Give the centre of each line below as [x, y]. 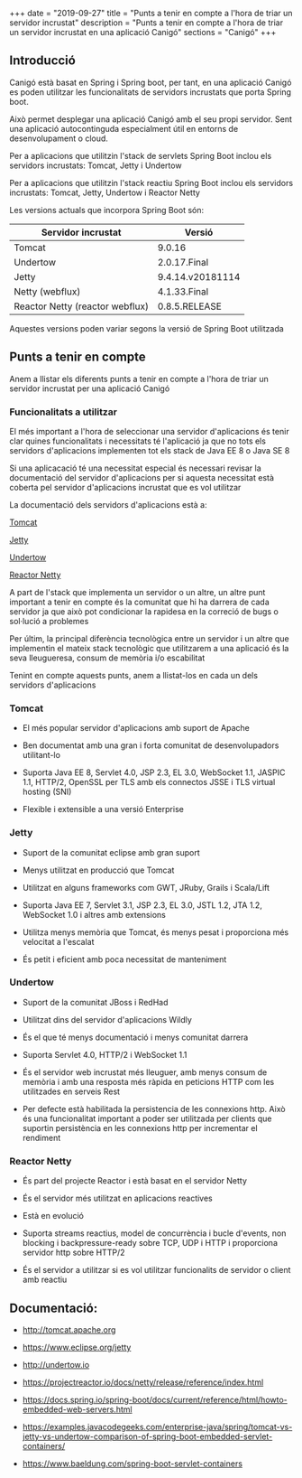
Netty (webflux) [47, 291]
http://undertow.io [56, 1364]
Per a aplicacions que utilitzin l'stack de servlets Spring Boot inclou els [141, 155]
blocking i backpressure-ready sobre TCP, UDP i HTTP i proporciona [150, 1243]
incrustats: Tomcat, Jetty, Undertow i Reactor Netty [105, 192]
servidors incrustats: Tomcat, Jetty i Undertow [96, 165]
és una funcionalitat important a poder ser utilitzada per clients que [147, 1118]
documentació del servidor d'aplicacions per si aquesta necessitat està [142, 477]
